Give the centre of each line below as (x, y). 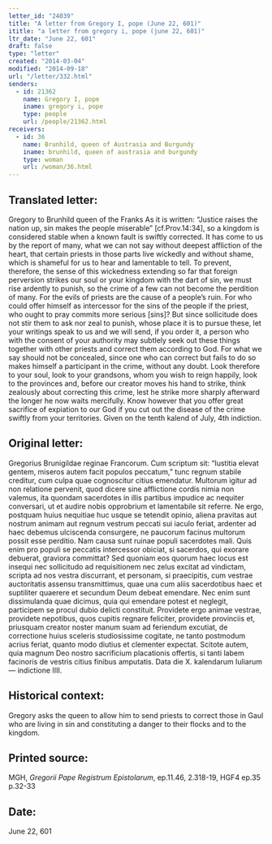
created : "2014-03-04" (47, 62)
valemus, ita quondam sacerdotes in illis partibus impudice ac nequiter (127, 497)
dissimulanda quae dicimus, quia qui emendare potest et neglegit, (119, 601)
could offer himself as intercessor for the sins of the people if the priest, (129, 305)
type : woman (43, 159)
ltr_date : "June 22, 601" (52, 39)
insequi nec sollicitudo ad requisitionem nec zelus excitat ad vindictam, (127, 566)
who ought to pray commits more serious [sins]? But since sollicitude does (133, 314)
